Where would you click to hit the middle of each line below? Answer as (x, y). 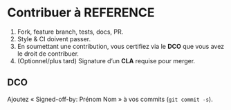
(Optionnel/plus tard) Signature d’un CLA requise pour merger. (106, 60)
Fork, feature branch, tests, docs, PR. (70, 32)
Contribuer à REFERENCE (81, 13)
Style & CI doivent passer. (54, 38)
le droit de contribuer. (48, 54)
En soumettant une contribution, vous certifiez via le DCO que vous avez (121, 46)
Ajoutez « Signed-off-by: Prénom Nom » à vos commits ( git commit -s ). (110, 99)
